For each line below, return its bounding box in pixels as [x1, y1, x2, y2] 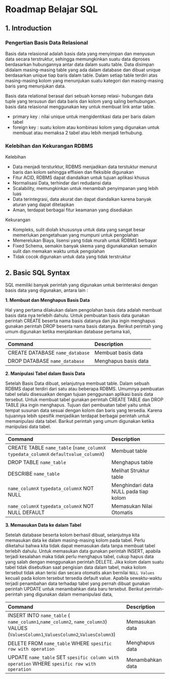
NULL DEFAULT [8, 509, 45, 516]
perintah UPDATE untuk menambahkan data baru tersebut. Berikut [5, 585, 144, 592]
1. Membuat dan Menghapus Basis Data [5, 297, 90, 303]
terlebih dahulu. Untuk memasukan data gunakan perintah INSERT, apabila [5, 548, 161, 554]
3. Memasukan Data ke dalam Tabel [5, 522, 82, 528]
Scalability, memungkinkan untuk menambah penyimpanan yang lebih [12, 186, 158, 192]
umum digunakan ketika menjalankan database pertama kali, [5, 328, 132, 334]
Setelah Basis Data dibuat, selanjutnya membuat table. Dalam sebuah [5, 380, 150, 386]
